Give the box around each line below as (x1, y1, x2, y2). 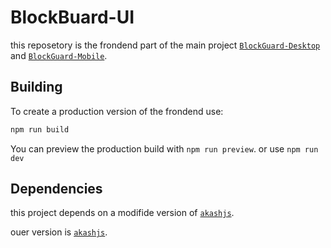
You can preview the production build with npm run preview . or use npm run (10, 142, 319, 155)
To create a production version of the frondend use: (10, 105, 224, 117)
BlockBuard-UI (10, 6, 135, 29)
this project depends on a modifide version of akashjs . (10, 207, 235, 219)
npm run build (10, 124, 70, 135)
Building (10, 79, 63, 96)
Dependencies (10, 181, 103, 198)
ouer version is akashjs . (10, 226, 108, 238)
